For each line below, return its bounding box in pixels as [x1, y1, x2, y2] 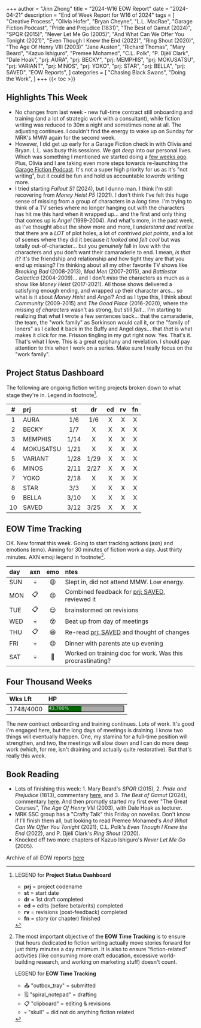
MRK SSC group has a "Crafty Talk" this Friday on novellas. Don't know [14, 811, 190, 818]
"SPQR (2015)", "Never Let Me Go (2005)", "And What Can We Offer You [6, 31, 184, 38]
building [14, 958, 35, 966]
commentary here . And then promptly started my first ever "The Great [14, 798, 188, 805]
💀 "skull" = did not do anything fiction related [23, 1009, 135, 1016]
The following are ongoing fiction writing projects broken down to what [6, 384, 181, 391]
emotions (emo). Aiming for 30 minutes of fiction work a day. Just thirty [6, 546, 182, 554]
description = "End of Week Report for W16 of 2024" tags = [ [24, 11, 175, 19]
